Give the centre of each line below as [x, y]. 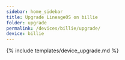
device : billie [25, 34]
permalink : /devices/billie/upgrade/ [53, 28]
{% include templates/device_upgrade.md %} [62, 50]
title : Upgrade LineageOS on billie [52, 17]
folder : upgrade [26, 23]
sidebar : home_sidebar [35, 12]
